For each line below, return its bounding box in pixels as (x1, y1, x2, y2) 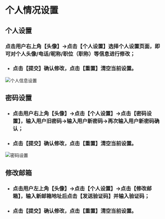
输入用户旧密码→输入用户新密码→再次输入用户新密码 (25, 118, 155, 125)
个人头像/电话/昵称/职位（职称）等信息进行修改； (15, 50, 135, 57)
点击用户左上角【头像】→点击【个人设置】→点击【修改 (12, 185, 147, 192)
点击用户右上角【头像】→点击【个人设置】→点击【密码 (12, 110, 147, 117)
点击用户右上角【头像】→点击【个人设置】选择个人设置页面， (5, 42, 155, 49)
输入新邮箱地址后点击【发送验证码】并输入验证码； (25, 192, 150, 199)
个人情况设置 (5, 5, 59, 16)
